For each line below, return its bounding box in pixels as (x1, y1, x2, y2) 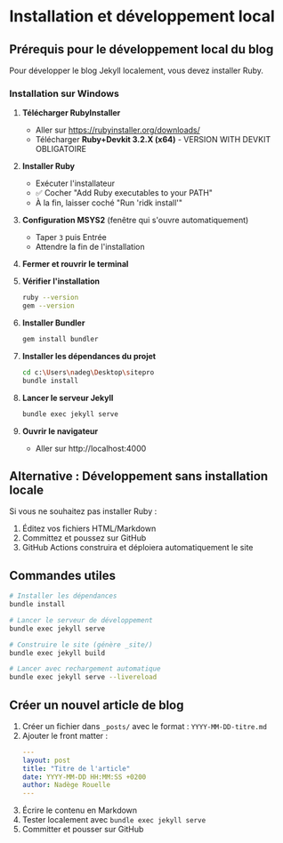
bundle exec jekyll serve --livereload (9, 673, 158, 682)
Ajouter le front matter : (21, 730, 109, 741)
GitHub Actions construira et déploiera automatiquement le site (21, 542, 254, 553)
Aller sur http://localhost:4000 (35, 443, 147, 454)
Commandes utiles (9, 567, 116, 583)
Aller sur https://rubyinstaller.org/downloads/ (35, 124, 200, 135)
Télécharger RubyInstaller (21, 108, 121, 118)
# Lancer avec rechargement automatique (9, 664, 162, 673)
